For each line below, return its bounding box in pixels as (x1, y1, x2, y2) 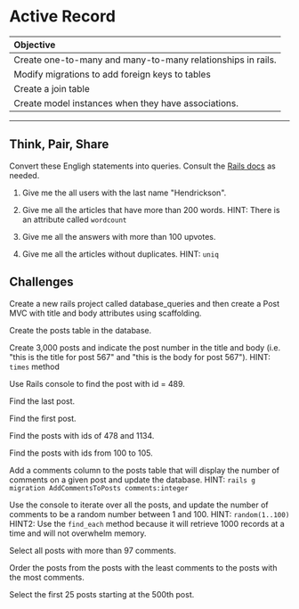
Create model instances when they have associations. (13, 96, 238, 109)
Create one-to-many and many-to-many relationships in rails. (13, 53, 278, 66)
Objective (13, 38, 56, 51)
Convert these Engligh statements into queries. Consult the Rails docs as (9, 160, 276, 171)
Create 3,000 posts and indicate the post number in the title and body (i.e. (9, 342, 281, 353)
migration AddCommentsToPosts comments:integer (9, 483, 190, 492)
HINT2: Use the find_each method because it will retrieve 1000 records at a (9, 518, 285, 529)
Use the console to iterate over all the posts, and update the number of (9, 499, 269, 510)
